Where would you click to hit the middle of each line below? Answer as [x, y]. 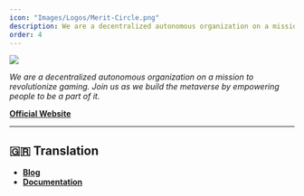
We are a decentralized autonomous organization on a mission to [132, 77]
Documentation [52, 182]
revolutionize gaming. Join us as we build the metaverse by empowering [145, 87]
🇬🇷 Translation [54, 150]
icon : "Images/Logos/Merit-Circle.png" [85, 18]
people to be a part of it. [55, 97]
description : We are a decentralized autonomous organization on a [139, 26]
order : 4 [26, 34]
